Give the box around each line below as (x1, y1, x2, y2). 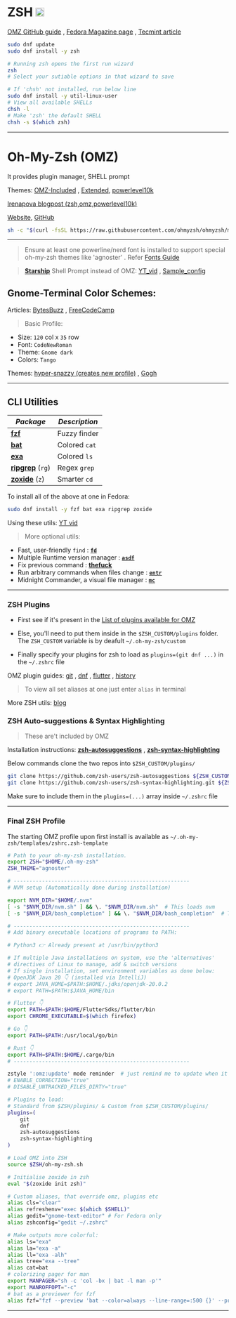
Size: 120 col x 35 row (17, 333, 79, 341)
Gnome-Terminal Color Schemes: (7, 287, 157, 299)
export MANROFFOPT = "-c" (7, 1284, 77, 1291)
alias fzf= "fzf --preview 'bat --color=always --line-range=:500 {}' (7, 1297, 216, 1304)
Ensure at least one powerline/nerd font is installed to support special (24, 246, 226, 254)
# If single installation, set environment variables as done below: (7, 967, 216, 975)
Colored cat (57, 440, 97, 449)
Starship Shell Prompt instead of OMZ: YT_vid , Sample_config (24, 267, 206, 275)
